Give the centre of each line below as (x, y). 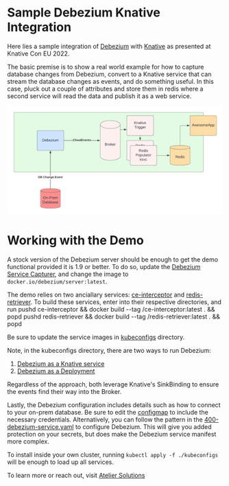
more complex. (28, 441)
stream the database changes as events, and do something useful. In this (110, 81)
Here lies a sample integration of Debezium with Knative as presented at (109, 46)
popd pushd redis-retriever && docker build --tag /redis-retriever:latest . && (114, 316)
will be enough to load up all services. (61, 462)
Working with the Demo (75, 241)
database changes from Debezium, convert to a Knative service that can (109, 74)
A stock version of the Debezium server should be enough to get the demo (112, 259)
